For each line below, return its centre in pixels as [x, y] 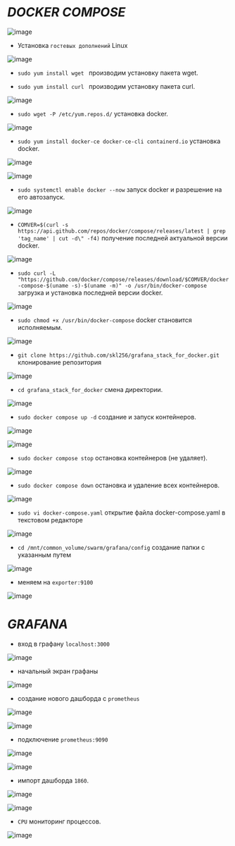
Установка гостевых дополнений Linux [72, 45]
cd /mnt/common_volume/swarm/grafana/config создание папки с [111, 547]
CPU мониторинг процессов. [59, 821]
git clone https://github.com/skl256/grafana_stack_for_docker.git [118, 355]
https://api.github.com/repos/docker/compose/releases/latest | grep [122, 231]
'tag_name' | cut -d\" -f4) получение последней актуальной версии [122, 238]
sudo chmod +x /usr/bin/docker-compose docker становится [104, 320]
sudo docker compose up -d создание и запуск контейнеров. [107, 417]
